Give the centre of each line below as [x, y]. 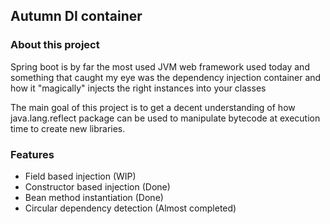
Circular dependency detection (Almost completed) [130, 208]
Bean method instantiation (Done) [94, 197]
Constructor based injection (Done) [97, 186]
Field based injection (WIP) [80, 176]
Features [32, 154]
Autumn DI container [76, 16]
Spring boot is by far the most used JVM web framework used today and [160, 66]
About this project [55, 45]
